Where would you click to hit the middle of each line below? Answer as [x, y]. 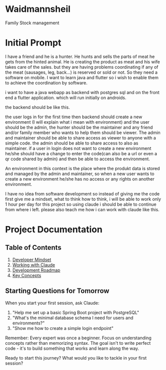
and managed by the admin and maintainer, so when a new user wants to [80, 174]
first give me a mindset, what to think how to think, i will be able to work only [83, 199]
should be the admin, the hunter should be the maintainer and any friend [79, 127]
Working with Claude [34, 265]
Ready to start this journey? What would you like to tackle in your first [76, 358]
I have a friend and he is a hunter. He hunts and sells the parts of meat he [80, 56]
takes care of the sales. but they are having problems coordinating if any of [82, 67]
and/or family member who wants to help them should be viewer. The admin [83, 133]
